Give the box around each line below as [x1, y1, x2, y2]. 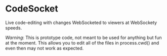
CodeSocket [5, 3, 58, 14]
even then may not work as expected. [5, 45, 84, 51]
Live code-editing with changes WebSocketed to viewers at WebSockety [5, 19, 157, 25]
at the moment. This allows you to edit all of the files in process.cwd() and [5, 39, 159, 45]
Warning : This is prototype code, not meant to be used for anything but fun [5, 34, 162, 40]
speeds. [5, 24, 22, 30]
